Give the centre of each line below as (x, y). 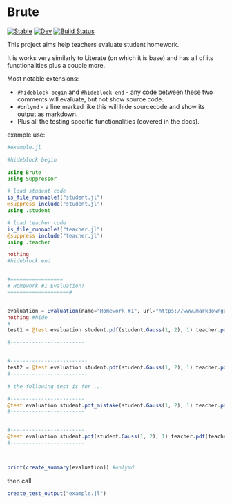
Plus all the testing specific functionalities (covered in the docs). (108, 121)
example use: (26, 135)
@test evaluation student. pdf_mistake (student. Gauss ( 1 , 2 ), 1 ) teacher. (114, 405)
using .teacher (29, 242)
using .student (29, 211)
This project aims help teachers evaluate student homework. (93, 44)
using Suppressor (32, 179)
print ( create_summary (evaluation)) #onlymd (71, 467)
